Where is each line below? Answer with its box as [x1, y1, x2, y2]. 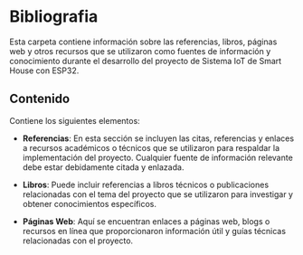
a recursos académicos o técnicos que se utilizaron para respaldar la [22, 142, 280, 153]
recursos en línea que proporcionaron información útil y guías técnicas [22, 225, 287, 236]
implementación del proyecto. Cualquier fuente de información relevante [22, 152, 294, 163]
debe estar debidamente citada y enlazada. [22, 161, 185, 173]
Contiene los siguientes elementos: [9, 115, 140, 126]
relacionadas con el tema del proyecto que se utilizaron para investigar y [22, 188, 294, 200]
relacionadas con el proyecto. [22, 235, 134, 246]
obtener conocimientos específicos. [22, 198, 156, 209]
